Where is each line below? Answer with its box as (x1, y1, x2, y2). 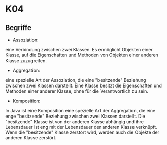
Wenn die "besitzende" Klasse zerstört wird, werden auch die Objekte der (5, 129, 160, 135)
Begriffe (5, 23, 31, 32)
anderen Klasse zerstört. (5, 135, 57, 140)
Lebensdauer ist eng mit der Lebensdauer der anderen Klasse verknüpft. (5, 124, 157, 130)
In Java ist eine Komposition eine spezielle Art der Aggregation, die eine (5, 108, 156, 113)
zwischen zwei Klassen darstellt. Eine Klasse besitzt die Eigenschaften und (5, 82, 162, 89)
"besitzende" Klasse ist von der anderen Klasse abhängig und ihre (5, 119, 144, 125)
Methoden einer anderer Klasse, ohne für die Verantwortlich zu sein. (5, 88, 148, 94)
